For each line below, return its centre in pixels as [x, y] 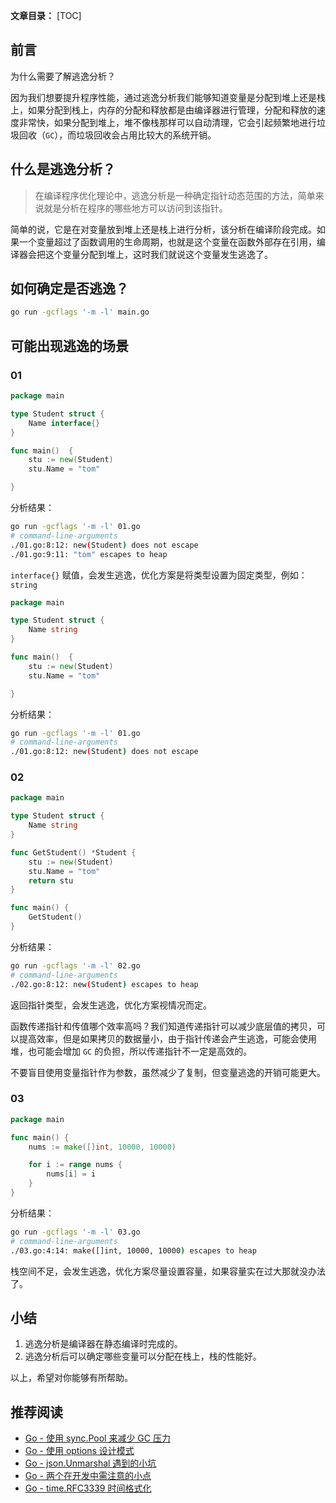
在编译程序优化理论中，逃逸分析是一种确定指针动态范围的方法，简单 [175, 195]
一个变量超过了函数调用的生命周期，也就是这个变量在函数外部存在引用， [167, 241]
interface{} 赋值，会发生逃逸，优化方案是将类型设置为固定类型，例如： [159, 575]
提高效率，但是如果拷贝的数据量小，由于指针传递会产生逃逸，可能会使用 [167, 1038]
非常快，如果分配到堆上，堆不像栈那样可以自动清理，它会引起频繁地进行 [167, 122]
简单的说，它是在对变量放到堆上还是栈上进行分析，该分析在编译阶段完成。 [163, 229]
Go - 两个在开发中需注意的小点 [88, 1476]
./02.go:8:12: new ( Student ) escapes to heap [104, 984]
